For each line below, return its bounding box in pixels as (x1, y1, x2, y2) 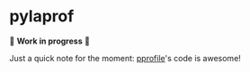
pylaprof (9, 6, 75, 27)
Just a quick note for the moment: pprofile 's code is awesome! (9, 52, 241, 63)
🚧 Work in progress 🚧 (9, 36, 90, 46)
